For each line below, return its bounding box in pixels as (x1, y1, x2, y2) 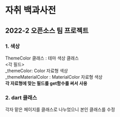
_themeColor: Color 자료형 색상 (5, 68, 68, 74)
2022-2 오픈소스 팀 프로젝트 (5, 26, 89, 35)
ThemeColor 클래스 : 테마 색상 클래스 (5, 55, 79, 61)
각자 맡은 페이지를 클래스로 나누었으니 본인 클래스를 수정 (5, 106, 115, 112)
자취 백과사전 (5, 5, 56, 16)
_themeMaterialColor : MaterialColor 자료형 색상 (5, 74, 103, 80)
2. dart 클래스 (5, 94, 37, 101)
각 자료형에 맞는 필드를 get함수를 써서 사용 (5, 80, 88, 86)
